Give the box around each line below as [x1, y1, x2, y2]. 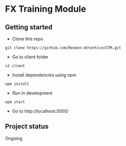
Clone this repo [12, 36, 43, 42]
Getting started [5, 23, 53, 31]
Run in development [12, 90, 53, 96]
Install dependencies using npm [12, 72, 77, 78]
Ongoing [5, 135, 23, 141]
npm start [5, 99, 25, 104]
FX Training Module [5, 3, 86, 15]
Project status [5, 122, 49, 131]
